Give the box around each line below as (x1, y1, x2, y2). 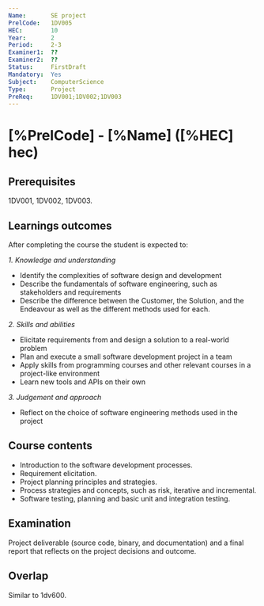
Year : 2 (8, 33, 55, 42)
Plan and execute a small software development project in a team (19, 352, 232, 361)
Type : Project (8, 85, 77, 93)
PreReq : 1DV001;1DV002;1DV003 (8, 93, 123, 101)
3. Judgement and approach (8, 393, 102, 402)
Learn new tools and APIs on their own (19, 377, 146, 387)
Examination (8, 516, 71, 531)
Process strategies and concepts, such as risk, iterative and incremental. (19, 485, 257, 495)
